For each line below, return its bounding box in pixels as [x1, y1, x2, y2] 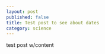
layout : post [6, 8, 39, 15]
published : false [6, 14, 49, 20]
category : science [6, 25, 52, 31]
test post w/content [6, 42, 55, 49]
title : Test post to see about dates [6, 20, 100, 26]
